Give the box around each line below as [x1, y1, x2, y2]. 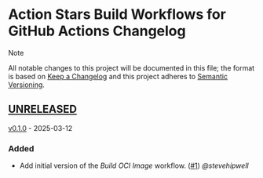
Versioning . [8, 80, 46, 89]
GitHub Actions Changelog [8, 22, 186, 40]
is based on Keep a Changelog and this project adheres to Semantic [8, 71, 228, 81]
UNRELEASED [8, 103, 77, 116]
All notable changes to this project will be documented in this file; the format [8, 63, 255, 72]
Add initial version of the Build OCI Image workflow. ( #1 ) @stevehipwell [19, 161, 249, 170]
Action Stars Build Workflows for [8, 5, 226, 24]
